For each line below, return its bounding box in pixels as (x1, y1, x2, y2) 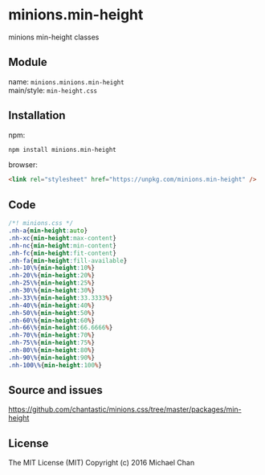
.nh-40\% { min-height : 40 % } (8, 301, 95, 309)
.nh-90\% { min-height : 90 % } (8, 354, 95, 362)
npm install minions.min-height (8, 145, 116, 154)
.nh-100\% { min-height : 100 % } (8, 361, 103, 369)
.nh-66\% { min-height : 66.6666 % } (8, 324, 113, 332)
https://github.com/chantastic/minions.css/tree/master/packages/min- (8, 404, 243, 415)
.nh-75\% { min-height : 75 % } (8, 339, 95, 347)
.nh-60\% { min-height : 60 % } (8, 316, 95, 325)
